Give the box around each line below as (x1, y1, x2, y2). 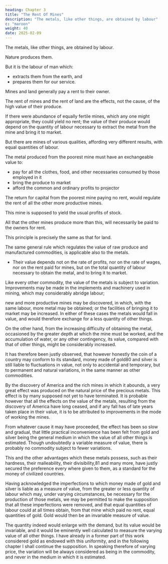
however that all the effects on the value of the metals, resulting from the (5, 398, 155, 404)
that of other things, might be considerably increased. (5, 342, 116, 347)
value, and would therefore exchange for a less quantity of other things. (5, 316, 153, 322)
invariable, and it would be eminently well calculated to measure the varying (5, 527, 162, 533)
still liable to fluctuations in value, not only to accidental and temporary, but (5, 362, 160, 368)
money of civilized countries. (5, 471, 65, 476)
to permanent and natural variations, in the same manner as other (5, 367, 140, 373)
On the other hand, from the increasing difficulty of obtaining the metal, (5, 326, 153, 331)
